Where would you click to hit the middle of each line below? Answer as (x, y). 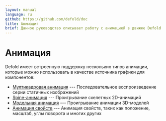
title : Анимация (22, 24)
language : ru (19, 14)
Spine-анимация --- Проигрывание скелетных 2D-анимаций (77, 98)
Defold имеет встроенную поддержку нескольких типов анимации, (77, 67)
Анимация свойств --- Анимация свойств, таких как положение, (81, 108)
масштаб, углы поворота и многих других (57, 114)
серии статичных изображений (46, 92)
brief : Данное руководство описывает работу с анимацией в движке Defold (83, 28)
